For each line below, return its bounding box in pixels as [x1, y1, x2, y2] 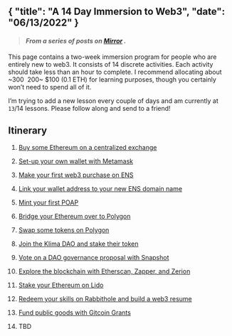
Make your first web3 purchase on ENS [18, 170, 134, 180]
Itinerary [8, 124, 48, 136]
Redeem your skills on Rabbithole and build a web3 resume [18, 295, 192, 303]
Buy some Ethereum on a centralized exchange [18, 143, 157, 152]
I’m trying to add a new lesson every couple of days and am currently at [8, 96, 219, 105]
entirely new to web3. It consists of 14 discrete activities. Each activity [8, 60, 213, 68]
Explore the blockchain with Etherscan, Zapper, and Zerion [18, 267, 191, 276]
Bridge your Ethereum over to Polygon [18, 212, 131, 221]
